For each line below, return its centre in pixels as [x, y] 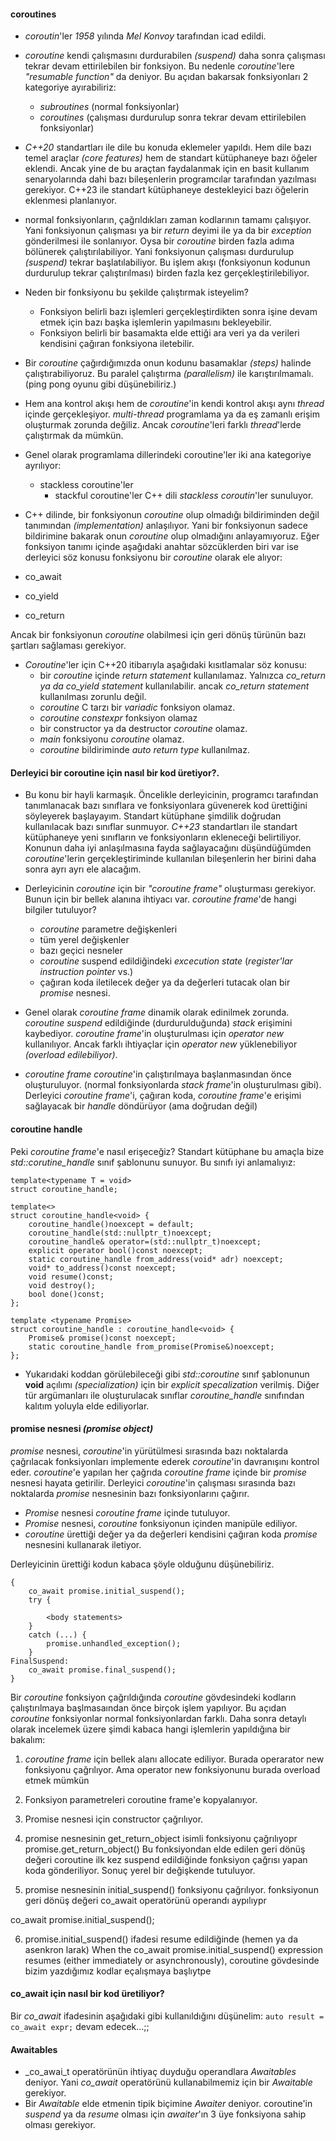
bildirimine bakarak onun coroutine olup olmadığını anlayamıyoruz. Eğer [172, 536]
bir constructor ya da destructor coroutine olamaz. [143, 729]
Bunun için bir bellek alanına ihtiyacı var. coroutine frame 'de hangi [160, 899]
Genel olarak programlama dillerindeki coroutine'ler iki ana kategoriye [168, 455]
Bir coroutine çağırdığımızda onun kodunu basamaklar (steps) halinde [168, 363]
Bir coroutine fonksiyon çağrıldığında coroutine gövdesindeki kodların [153, 1697]
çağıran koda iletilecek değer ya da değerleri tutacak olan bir [165, 982]
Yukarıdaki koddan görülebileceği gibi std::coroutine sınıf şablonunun [167, 1374]
